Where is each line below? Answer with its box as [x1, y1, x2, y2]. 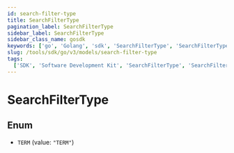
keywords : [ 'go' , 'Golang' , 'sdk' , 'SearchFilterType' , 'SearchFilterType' [7, 42, 232, 49]
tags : [7, 56, 23, 63]
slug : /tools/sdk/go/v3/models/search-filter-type [7, 49, 157, 56]
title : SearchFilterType [7, 17, 79, 24]
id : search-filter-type [7, 10, 77, 17]
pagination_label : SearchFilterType [7, 23, 114, 30]
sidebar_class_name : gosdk [7, 36, 86, 43]
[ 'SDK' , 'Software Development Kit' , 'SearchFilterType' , [13, 62, 186, 69]
